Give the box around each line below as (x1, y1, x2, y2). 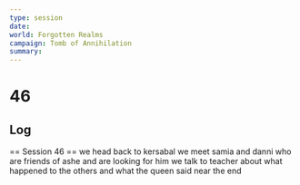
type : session (9, 13, 64, 23)
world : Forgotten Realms (9, 30, 104, 39)
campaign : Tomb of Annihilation (9, 38, 132, 48)
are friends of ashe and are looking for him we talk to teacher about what (9, 156, 284, 167)
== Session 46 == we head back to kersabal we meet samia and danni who (9, 146, 292, 157)
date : (9, 22, 30, 31)
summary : (9, 47, 43, 56)
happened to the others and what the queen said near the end (9, 165, 242, 177)
